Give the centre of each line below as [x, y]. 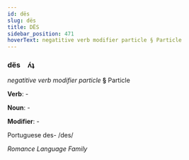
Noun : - [19, 108]
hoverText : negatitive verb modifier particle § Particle [94, 40]
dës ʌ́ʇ [21, 65]
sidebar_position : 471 [41, 34]
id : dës [19, 14]
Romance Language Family [47, 149]
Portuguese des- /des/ [40, 135]
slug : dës [22, 21]
